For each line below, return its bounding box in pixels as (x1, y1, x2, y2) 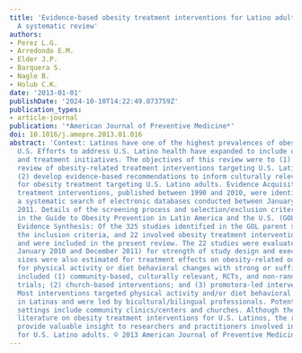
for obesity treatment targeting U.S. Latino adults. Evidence (17, 181, 259, 190)
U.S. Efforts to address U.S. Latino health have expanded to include (17, 146, 288, 155)
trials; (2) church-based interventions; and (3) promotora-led (17, 280, 263, 289)
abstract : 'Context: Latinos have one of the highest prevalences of (9, 138, 276, 147)
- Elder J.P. (9, 55, 58, 64)
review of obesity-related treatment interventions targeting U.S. (17, 163, 276, 172)
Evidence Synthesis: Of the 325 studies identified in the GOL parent (17, 222, 288, 231)
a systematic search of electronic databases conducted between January (17, 197, 296, 207)
